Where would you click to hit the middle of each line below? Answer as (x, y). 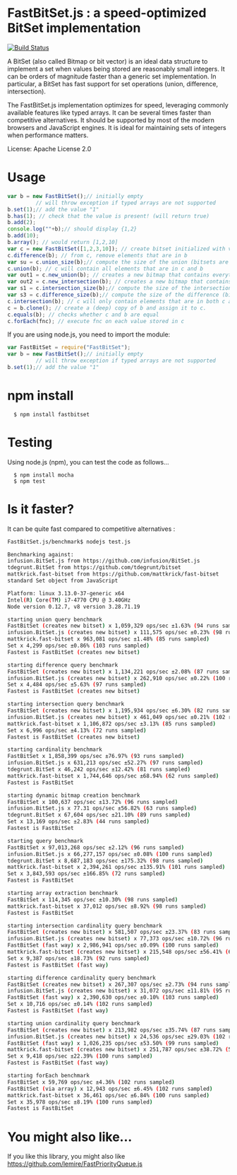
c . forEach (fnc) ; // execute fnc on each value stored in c (96, 321)
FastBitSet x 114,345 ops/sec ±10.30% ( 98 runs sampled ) (93, 899)
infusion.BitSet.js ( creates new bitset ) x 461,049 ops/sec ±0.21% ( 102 (116, 717)
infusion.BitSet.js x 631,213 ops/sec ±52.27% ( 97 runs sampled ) (105, 763)
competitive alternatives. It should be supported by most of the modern (111, 120)
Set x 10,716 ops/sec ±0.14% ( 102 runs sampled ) (80, 1004)
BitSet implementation (74, 28)
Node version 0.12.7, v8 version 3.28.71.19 (74, 607)
